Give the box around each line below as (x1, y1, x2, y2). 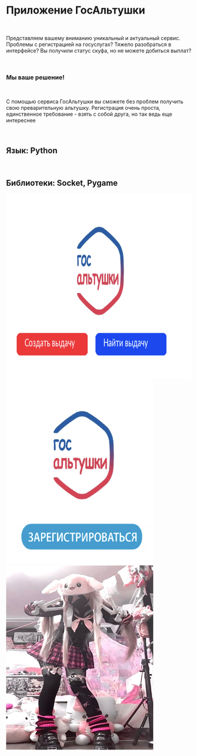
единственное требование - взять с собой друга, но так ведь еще (6, 110, 172, 118)
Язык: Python (6, 145, 58, 155)
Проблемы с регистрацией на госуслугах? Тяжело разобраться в (6, 41, 172, 48)
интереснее (6, 117, 36, 124)
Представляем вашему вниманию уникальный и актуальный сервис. (6, 34, 181, 41)
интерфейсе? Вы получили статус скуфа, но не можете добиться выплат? (6, 47, 192, 54)
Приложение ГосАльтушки (6, 4, 145, 17)
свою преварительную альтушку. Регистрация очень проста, (6, 104, 161, 112)
